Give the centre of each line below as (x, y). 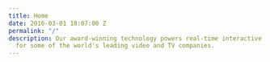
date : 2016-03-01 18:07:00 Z (57, 23)
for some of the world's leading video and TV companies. (116, 46)
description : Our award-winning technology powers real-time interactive (135, 38)
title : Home (28, 16)
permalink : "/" (34, 31)
